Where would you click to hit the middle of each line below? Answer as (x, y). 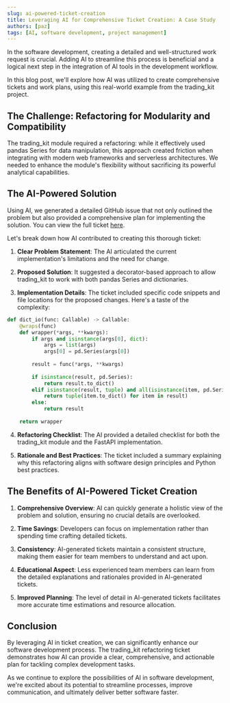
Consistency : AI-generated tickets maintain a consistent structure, (111, 549)
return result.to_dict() (79, 383)
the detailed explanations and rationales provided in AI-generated (110, 577)
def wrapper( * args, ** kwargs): (64, 332)
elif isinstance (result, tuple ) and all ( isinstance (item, (116, 390)
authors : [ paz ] (29, 26)
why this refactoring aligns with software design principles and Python (116, 463)
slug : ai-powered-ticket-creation (56, 13)
